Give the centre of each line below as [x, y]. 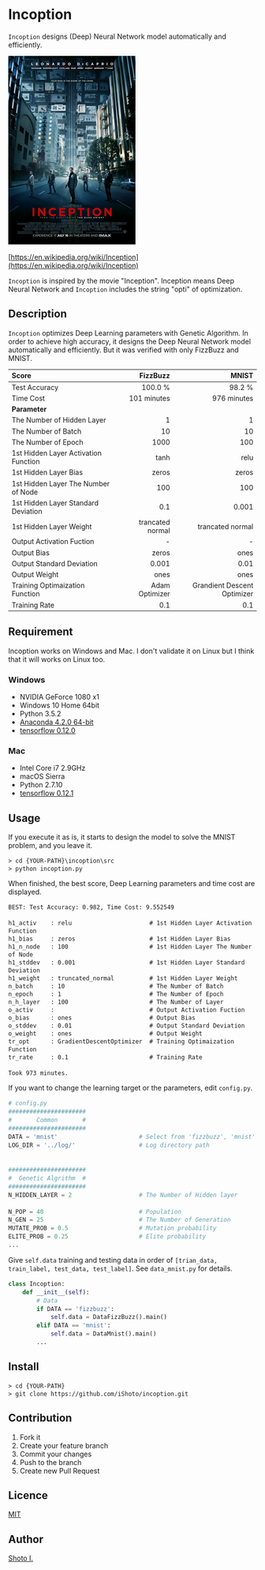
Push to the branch [50, 1462]
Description [37, 314]
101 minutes [150, 398]
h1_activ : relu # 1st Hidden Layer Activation [130, 923]
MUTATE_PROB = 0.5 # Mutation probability [112, 1228]
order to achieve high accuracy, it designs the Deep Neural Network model [129, 341]
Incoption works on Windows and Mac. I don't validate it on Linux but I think [131, 651]
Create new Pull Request [60, 1470]
